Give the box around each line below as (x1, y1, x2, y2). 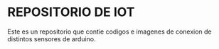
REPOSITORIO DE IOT (7, 4, 135, 20)
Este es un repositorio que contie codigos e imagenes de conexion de (7, 27, 212, 36)
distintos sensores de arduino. (7, 34, 96, 43)
